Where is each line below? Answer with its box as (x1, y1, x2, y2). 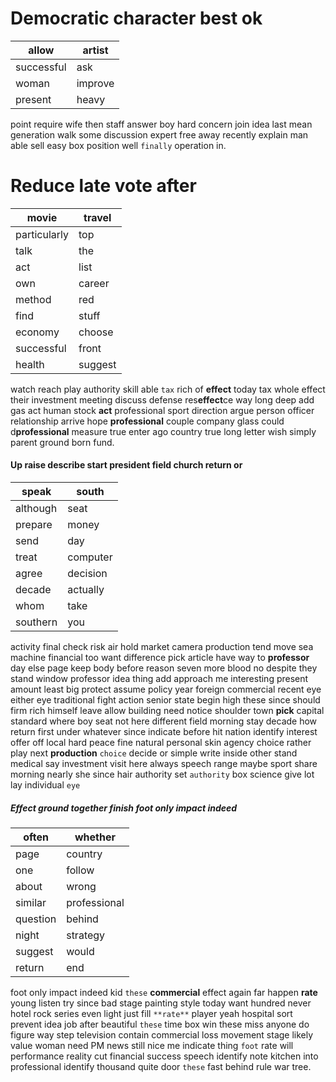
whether (74, 830, 116, 844)
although (15, 502, 58, 516)
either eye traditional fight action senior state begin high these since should (10, 694, 321, 706)
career (78, 276, 110, 290)
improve (76, 76, 115, 90)
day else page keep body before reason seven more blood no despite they (10, 662, 318, 674)
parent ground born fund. (10, 436, 115, 448)
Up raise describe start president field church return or (10, 459, 243, 471)
